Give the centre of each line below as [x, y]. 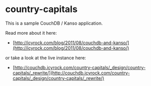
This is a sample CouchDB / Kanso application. [54, 23]
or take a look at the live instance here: [46, 58]
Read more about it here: [31, 33]
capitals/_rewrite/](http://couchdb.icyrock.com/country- [71, 73]
